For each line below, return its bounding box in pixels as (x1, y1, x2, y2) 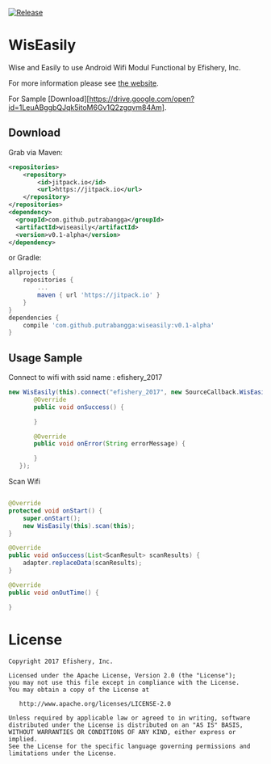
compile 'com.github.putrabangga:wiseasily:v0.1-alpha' (23, 321, 215, 329)
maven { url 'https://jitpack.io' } (37, 291, 161, 299)
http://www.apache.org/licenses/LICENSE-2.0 (19, 699, 172, 707)
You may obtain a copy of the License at (8, 686, 150, 694)
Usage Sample (8, 351, 83, 365)
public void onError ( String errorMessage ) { (33, 440, 186, 448)
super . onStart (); (23, 514, 81, 522)
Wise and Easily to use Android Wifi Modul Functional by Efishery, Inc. (8, 62, 241, 72)
